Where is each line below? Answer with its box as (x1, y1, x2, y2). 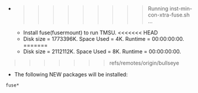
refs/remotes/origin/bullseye (109, 59, 180, 66)
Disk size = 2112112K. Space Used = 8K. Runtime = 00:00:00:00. (23, 48, 181, 55)
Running (147, 5, 169, 12)
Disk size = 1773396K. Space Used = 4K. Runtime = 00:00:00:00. (23, 36, 184, 42)
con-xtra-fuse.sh (147, 11, 190, 18)
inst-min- (169, 5, 193, 12)
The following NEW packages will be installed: (14, 71, 128, 78)
